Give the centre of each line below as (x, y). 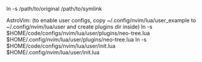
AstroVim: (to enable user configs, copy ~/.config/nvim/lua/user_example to (101, 20)
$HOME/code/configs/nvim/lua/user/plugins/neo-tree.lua (78, 33)
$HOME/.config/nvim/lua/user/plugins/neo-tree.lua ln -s (77, 39)
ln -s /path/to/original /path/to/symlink (54, 9)
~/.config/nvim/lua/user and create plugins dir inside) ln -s (79, 27)
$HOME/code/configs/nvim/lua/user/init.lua (61, 46)
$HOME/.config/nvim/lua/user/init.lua (53, 52)
